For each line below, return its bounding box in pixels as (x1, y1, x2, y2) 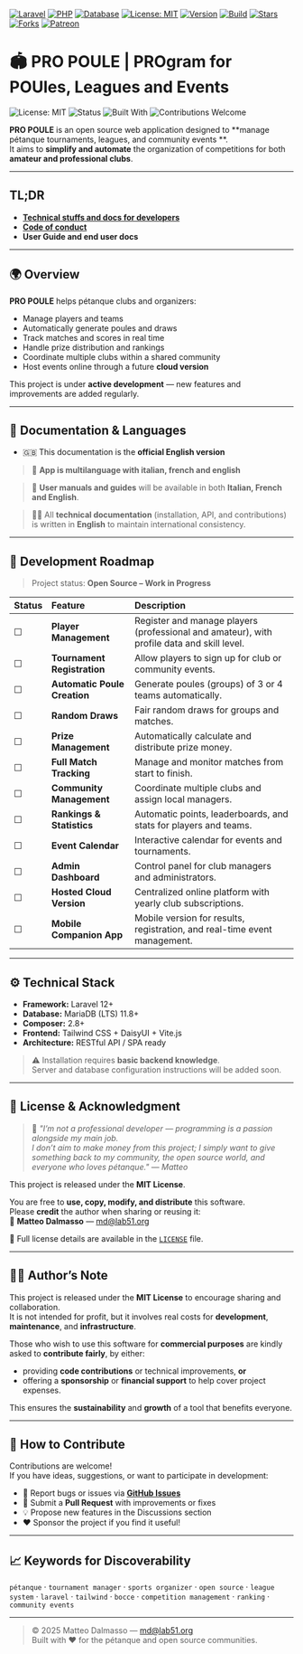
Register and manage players (133, 615, 259, 628)
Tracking (50, 767, 90, 780)
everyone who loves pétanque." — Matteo (31, 1161, 188, 1172)
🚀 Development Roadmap (9, 553, 155, 569)
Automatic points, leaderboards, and (133, 808, 289, 820)
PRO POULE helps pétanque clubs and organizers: (9, 295, 197, 307)
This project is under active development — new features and (9, 378, 242, 389)
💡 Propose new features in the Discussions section (22, 1507, 212, 1518)
